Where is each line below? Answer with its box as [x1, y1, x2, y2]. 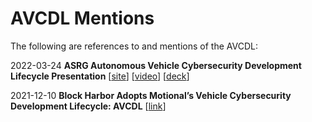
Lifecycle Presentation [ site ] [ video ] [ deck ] [10, 70, 190, 82]
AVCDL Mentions [10, 7, 155, 30]
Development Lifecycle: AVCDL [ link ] [10, 100, 167, 112]
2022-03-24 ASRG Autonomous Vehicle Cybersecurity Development [10, 59, 302, 71]
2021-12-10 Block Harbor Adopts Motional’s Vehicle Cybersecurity [10, 89, 292, 101]
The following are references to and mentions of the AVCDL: [10, 40, 258, 52]
